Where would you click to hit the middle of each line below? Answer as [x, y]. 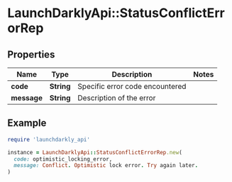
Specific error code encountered [132, 86]
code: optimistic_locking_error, [63, 159]
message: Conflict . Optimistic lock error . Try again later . [106, 166]
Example [27, 123]
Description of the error [117, 98]
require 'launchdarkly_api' [49, 139]
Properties [31, 54]
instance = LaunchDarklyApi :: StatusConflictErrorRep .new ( [95, 152]
